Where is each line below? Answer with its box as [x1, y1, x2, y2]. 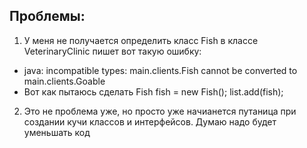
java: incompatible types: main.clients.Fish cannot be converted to [23, 64, 298, 76]
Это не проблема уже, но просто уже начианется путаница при [23, 105, 297, 117]
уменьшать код [23, 126, 91, 138]
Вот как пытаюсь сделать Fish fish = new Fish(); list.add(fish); [23, 85, 284, 98]
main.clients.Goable [23, 75, 106, 87]
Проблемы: [9, 8, 86, 25]
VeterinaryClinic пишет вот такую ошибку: [23, 45, 202, 57]
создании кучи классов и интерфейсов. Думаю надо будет [23, 115, 277, 128]
